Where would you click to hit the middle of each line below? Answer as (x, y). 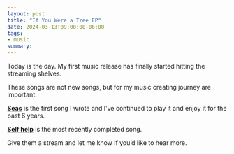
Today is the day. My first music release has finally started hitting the (106, 66)
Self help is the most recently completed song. (75, 129)
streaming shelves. (35, 73)
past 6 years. (26, 115)
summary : (20, 46)
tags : (15, 33)
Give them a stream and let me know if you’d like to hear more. (97, 143)
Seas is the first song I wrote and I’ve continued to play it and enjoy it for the (117, 108)
